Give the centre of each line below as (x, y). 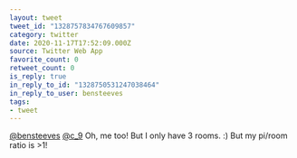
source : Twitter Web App (56, 51)
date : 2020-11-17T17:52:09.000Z (70, 43)
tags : (19, 102)
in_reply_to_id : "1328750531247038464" (85, 85)
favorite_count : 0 (44, 60)
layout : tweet (36, 18)
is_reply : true (38, 77)
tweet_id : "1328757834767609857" (72, 26)
